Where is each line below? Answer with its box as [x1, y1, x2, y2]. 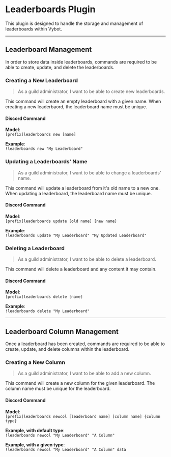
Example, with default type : [5, 427, 65, 433]
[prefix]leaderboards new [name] [5, 132, 76, 137]
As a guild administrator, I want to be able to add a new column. [17, 370, 151, 377]
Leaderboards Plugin [5, 4, 96, 15]
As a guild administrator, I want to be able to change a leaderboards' [17, 169, 161, 176]
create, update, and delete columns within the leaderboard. [5, 346, 130, 352]
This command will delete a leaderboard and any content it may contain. [5, 266, 157, 272]
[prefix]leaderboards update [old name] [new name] [5, 219, 117, 224]
